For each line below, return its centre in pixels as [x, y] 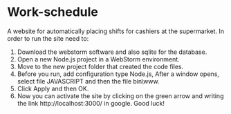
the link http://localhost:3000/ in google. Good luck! [91, 103]
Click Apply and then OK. [53, 88]
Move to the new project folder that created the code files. [100, 66]
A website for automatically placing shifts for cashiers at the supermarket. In [116, 31]
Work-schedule [53, 12]
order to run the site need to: [48, 38]
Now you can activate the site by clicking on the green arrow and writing [120, 96]
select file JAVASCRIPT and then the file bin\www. [89, 81]
